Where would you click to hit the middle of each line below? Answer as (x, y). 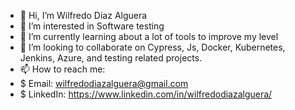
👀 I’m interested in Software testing (92, 26)
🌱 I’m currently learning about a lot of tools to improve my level (149, 36)
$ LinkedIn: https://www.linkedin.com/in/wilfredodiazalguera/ (146, 94)
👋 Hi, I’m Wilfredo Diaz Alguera (83, 15)
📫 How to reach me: (62, 69)
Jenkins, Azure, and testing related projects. (111, 58)
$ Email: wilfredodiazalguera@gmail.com (104, 83)
